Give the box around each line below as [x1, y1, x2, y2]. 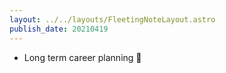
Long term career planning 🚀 [23, 51, 142, 63]
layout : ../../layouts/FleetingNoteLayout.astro [9, 14, 216, 25]
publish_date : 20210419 [9, 24, 109, 34]
